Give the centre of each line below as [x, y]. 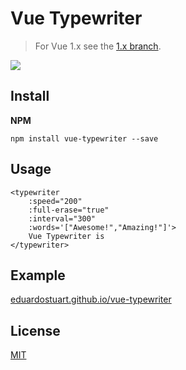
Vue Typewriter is [66, 236]
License [35, 330]
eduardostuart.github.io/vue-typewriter [91, 299]
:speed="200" [55, 201]
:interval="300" [62, 218]
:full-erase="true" [69, 210]
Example [38, 275]
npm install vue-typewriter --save [84, 138]
